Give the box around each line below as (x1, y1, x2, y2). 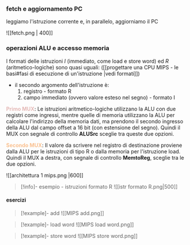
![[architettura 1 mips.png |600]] (6, 172, 84, 179)
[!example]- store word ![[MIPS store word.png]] (20, 232, 138, 239)
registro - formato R (23, 88, 72, 95)
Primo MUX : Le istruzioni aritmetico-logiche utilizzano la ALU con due (6, 105, 176, 112)
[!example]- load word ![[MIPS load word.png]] (20, 221, 134, 228)
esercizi (6, 196, 26, 204)
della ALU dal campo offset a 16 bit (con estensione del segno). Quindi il (6, 124, 181, 131)
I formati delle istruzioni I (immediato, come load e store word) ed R (6, 58, 169, 65)
